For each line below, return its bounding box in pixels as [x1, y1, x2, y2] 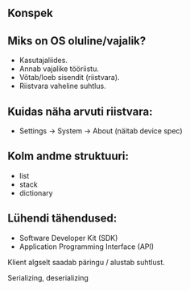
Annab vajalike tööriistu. [19, 64, 100, 74]
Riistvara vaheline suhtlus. [19, 81, 106, 91]
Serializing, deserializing [7, 272, 89, 282]
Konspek [7, 6, 53, 20]
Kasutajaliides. [19, 56, 68, 65]
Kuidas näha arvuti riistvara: [7, 104, 153, 118]
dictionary [19, 188, 53, 197]
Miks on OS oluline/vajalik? [7, 34, 147, 48]
